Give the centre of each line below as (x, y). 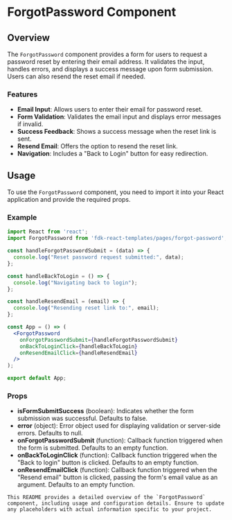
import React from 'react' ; (48, 232)
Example (22, 218)
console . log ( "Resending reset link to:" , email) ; (86, 308)
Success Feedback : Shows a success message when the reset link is (117, 132)
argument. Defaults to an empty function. (76, 485)
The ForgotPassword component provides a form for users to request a (107, 54)
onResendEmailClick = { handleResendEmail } (79, 353)
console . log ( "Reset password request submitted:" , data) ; (99, 257)
